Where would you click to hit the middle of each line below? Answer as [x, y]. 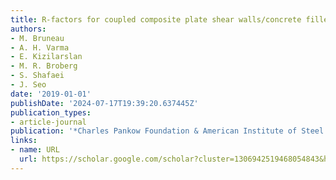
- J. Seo [28, 85]
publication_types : [51, 112]
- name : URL [35, 150]
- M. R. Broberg [44, 66]
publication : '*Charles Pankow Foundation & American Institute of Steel [167, 131]
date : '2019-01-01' [51, 94]
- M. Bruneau [37, 38]
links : [24, 141]
